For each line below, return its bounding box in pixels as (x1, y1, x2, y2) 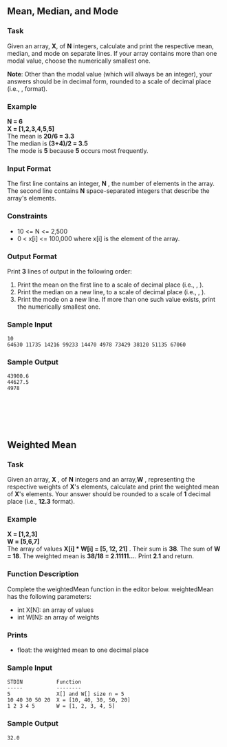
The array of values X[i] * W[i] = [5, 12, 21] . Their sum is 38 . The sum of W (7, 544, 221, 553)
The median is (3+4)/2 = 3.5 (7, 139, 88, 147)
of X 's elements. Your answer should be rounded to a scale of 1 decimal (7, 490, 211, 498)
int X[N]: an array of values (17, 606, 94, 614)
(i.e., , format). (7, 84, 48, 92)
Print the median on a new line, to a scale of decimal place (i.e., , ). (17, 287, 206, 296)
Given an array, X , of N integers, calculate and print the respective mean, (7, 41, 215, 50)
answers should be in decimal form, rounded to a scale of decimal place (7, 77, 212, 85)
